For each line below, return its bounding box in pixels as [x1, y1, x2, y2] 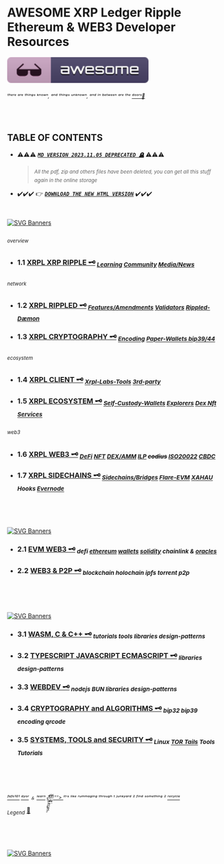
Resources [7, 34, 70, 49]
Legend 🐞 [7, 806, 31, 816]
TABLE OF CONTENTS [7, 132, 103, 144]
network [7, 280, 27, 287]
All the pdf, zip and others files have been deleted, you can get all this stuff [34, 168, 211, 175]
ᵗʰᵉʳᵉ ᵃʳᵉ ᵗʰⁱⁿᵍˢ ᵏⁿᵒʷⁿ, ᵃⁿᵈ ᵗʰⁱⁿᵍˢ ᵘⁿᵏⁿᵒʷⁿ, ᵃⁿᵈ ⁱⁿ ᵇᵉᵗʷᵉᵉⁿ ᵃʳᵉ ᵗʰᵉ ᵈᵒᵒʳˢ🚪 [7, 93, 145, 100]
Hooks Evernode [16, 485, 65, 492]
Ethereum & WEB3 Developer [7, 19, 176, 35]
